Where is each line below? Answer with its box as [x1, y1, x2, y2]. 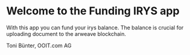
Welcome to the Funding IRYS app [6, 4, 180, 18]
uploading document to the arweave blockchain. [6, 30, 127, 37]
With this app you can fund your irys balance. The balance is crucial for [6, 24, 184, 31]
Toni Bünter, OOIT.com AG [6, 42, 72, 49]
